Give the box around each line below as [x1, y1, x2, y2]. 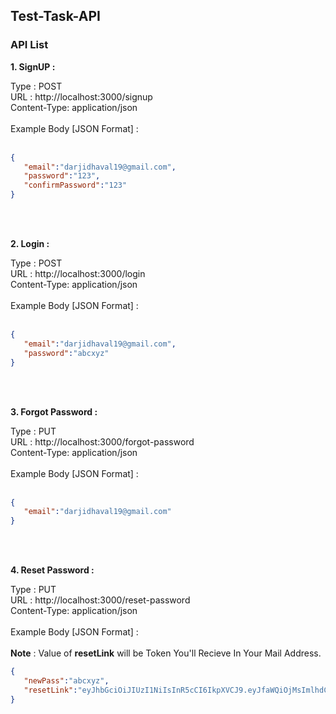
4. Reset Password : [10, 564, 95, 576]
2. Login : [10, 238, 50, 250]
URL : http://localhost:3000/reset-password [10, 594, 191, 606]
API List [10, 38, 49, 52]
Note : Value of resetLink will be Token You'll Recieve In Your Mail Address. [10, 647, 322, 659]
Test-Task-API [10, 8, 101, 25]
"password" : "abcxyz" [23, 348, 110, 358]
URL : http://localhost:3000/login [10, 268, 146, 280]
